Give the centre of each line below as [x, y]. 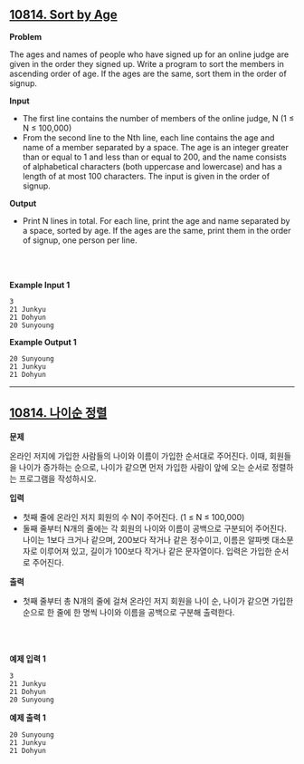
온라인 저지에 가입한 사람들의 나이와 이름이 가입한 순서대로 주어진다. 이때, [138, 456]
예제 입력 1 [28, 658]
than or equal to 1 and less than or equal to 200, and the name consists [154, 157]
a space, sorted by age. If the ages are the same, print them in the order [157, 230]
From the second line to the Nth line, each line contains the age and [148, 137]
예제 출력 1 [28, 717]
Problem [26, 36]
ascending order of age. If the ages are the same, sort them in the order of [148, 73]
